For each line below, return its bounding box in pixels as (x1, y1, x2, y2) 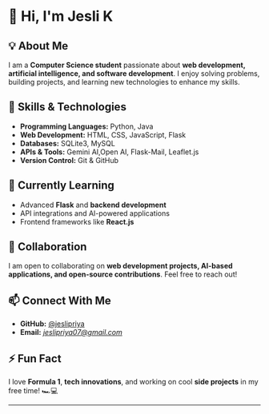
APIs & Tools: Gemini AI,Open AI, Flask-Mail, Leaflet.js (19, 147, 199, 157)
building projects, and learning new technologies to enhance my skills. (8, 78, 240, 86)
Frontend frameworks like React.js (19, 217, 134, 226)
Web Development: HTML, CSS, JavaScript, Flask (19, 129, 187, 139)
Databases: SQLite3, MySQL (19, 138, 116, 148)
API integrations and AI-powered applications (19, 208, 171, 218)
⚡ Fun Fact (8, 352, 62, 365)
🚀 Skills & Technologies (8, 100, 126, 114)
